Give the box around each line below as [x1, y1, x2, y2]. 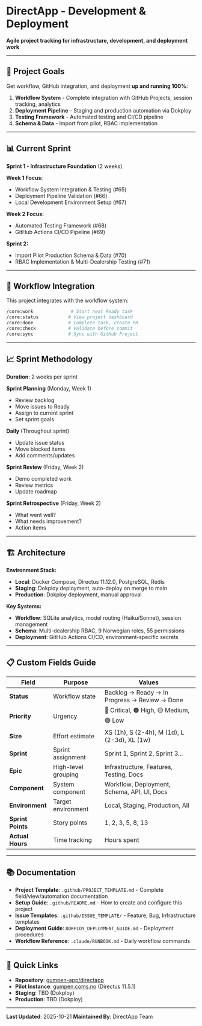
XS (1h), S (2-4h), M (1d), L [104, 728, 185, 737]
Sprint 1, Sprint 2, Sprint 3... [104, 749, 183, 758]
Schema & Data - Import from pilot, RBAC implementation [14, 119, 158, 127]
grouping [53, 770, 79, 779]
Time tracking [53, 836, 92, 844]
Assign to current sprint [14, 409, 74, 416]
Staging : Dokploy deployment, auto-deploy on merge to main [14, 585, 167, 592]
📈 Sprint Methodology [6, 354, 93, 365]
